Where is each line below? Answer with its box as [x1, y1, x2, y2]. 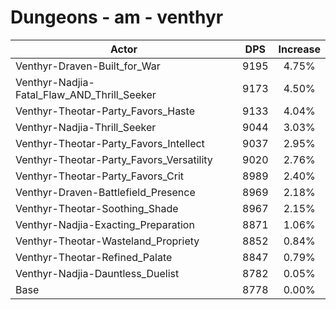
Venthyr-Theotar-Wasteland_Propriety [15, 234, 200, 248]
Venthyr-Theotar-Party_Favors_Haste [15, 104, 195, 118]
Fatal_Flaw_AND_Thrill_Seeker [15, 87, 157, 101]
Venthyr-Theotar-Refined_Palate [15, 250, 173, 264]
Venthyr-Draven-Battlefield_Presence [15, 185, 196, 199]
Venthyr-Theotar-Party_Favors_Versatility [15, 152, 213, 166]
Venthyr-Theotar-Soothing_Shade [15, 201, 179, 215]
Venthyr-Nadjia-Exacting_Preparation [15, 217, 195, 231]
